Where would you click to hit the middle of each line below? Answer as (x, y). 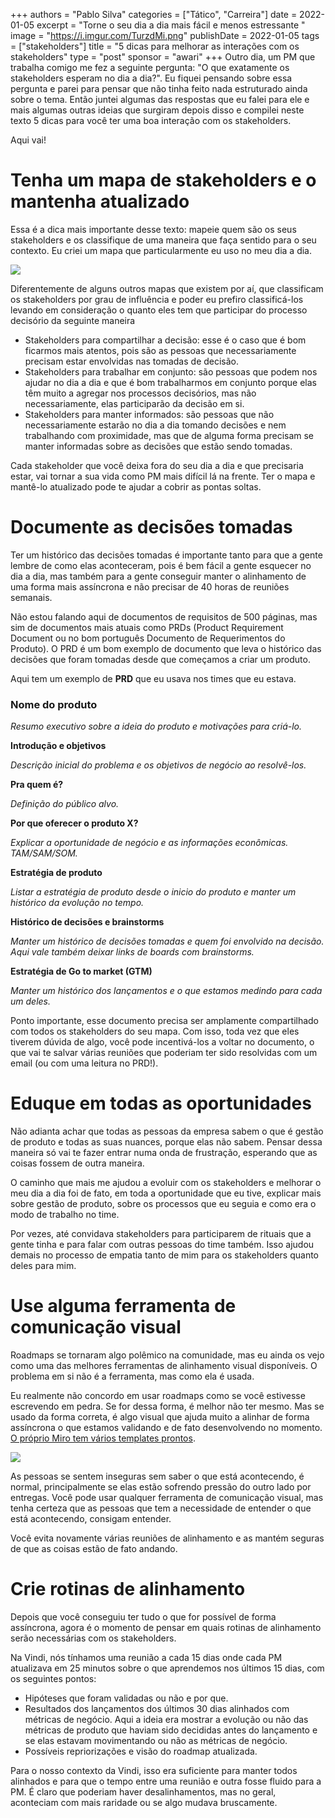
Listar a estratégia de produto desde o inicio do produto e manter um (153, 892)
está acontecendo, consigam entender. (91, 1519)
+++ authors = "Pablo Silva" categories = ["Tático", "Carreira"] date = (154, 14)
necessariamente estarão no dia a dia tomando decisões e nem (155, 425)
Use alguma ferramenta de (123, 1306)
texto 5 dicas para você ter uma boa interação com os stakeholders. (151, 120)
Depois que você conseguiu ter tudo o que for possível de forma (143, 1616)
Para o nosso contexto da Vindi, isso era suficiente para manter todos (154, 1770)
